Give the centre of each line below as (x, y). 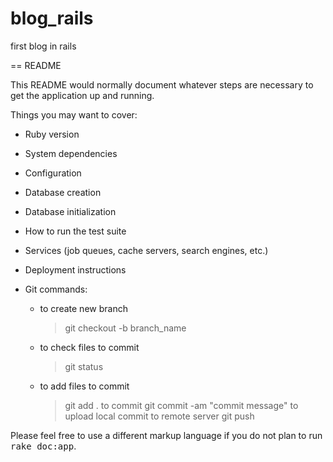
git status (84, 366)
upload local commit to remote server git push (159, 416)
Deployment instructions (75, 269)
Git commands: (56, 289)
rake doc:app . (43, 446)
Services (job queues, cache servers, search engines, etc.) (146, 250)
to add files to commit (84, 386)
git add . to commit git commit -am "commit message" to (181, 405)
